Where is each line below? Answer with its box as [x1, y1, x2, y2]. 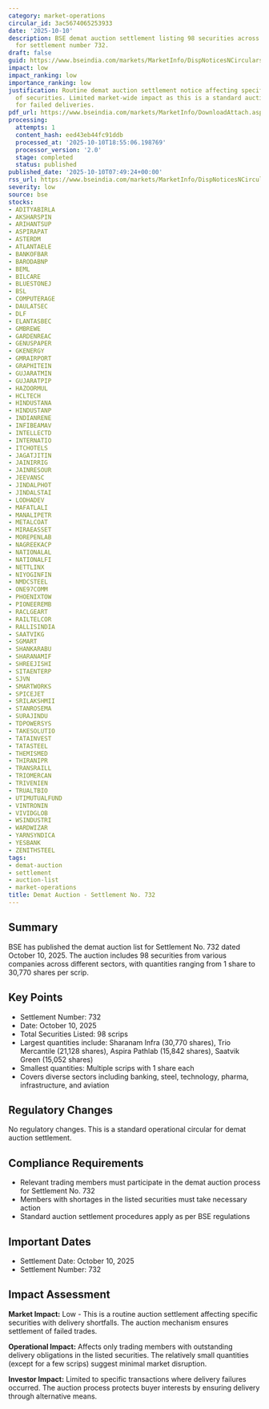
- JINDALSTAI [8, 488, 52, 497]
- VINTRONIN [8, 801, 48, 809]
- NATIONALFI [8, 555, 52, 563]
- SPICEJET [8, 690, 45, 698]
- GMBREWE [8, 325, 42, 333]
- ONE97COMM [8, 586, 48, 594]
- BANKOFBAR [8, 250, 48, 258]
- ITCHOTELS [8, 444, 48, 452]
